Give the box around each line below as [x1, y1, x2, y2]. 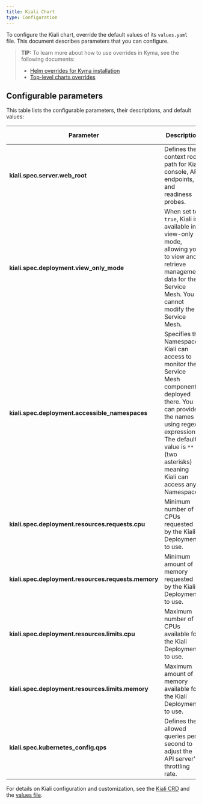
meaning [164, 465, 189, 474]
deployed [164, 390, 191, 399]
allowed [164, 725, 186, 733]
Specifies [164, 330, 191, 339]
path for [164, 160, 187, 168]
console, [164, 168, 189, 176]
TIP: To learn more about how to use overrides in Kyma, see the [20, 49, 179, 56]
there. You [164, 397, 194, 406]
